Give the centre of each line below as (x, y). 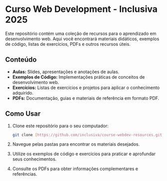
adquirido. (23, 92)
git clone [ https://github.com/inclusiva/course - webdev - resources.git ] (88, 135)
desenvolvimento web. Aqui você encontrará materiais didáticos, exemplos (82, 39)
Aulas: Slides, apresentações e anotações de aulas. (66, 72)
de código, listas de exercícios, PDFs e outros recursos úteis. (68, 44)
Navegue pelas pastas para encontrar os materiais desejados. (76, 144)
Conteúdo (21, 60)
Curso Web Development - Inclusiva (82, 9)
